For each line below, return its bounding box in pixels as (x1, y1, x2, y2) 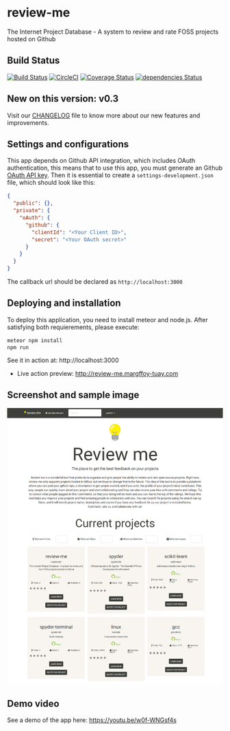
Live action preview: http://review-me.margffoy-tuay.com (16, 369, 179, 377)
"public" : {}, (13, 200, 53, 207)
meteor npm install (7, 337, 63, 344)
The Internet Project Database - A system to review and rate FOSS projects (7, 27, 219, 36)
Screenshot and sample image (7, 390, 140, 401)
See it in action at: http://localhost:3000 (7, 356, 119, 364)
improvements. (7, 118, 49, 126)
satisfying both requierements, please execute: (7, 323, 140, 331)
